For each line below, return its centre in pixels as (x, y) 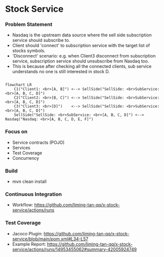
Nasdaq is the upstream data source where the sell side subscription (82, 35)
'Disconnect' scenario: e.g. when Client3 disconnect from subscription (84, 56)
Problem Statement (29, 25)
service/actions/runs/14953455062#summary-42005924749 (74, 249)
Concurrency (26, 158)
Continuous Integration (33, 194)
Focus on (16, 132)
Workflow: (23, 205)
